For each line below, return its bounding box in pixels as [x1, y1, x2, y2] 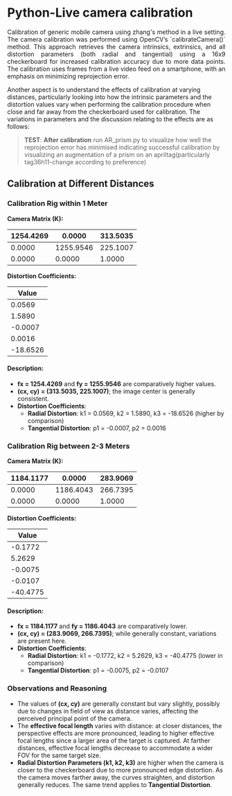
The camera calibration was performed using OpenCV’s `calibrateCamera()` [7, 35, 226, 43]
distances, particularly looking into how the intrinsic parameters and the [7, 92, 213, 101]
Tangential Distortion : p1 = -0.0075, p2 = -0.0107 [27, 666, 169, 675]
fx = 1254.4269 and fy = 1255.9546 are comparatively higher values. [17, 379, 216, 388]
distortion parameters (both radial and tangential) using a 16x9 [7, 50, 226, 58]
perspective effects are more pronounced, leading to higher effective [17, 729, 215, 737]
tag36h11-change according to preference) [24, 157, 147, 166]
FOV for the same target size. [17, 751, 102, 759]
